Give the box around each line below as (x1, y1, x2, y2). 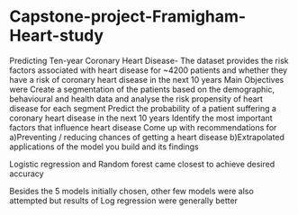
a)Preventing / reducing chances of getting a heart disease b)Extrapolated (9, 131, 285, 142)
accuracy (9, 168, 44, 179)
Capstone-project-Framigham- (9, 6, 247, 27)
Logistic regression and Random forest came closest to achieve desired (9, 158, 275, 169)
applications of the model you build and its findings (9, 141, 200, 152)
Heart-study (9, 25, 104, 46)
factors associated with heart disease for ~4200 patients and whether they (9, 65, 288, 76)
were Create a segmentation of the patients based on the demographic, (9, 84, 275, 94)
